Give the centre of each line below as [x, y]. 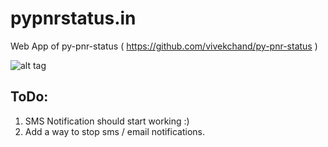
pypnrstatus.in [73, 18]
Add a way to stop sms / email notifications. [115, 131]
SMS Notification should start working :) [107, 121]
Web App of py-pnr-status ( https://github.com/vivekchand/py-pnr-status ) [164, 46]
